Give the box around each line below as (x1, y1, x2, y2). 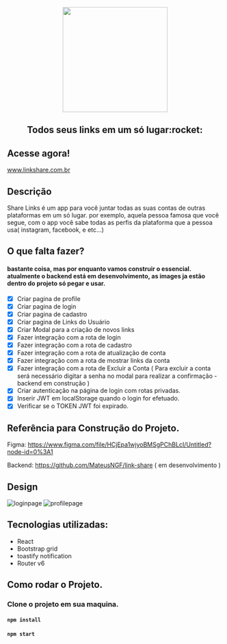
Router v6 (16, 559, 45, 567)
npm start (7, 631, 36, 638)
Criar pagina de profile (16, 294, 81, 302)
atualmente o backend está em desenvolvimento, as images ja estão (7, 272, 206, 280)
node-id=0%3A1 (7, 448, 53, 456)
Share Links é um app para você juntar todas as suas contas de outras (7, 204, 206, 212)
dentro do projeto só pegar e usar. (7, 279, 106, 287)
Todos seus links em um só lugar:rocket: (27, 124, 203, 136)
